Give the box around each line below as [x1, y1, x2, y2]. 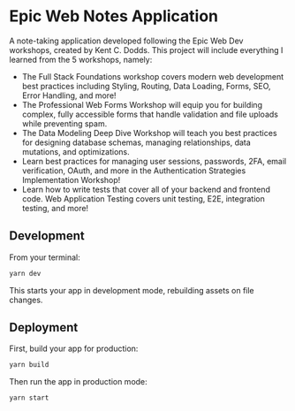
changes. [9, 294, 43, 305]
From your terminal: [9, 252, 81, 263]
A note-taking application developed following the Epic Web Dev [9, 35, 244, 46]
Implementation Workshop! [21, 174, 121, 185]
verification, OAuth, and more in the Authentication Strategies [21, 165, 246, 176]
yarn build [9, 361, 49, 369]
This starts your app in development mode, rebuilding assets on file [9, 285, 254, 295]
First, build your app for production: [9, 343, 139, 354]
